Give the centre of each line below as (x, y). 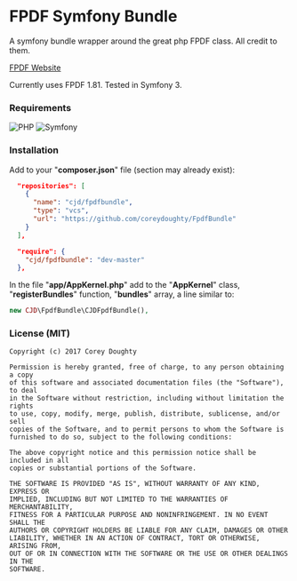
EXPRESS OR (29, 492)
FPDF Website (35, 68)
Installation (34, 150)
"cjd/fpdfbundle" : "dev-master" (85, 259)
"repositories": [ (52, 186)
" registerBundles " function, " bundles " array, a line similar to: (122, 294)
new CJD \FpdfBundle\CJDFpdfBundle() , (79, 311)
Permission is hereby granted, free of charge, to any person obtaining (147, 367)
